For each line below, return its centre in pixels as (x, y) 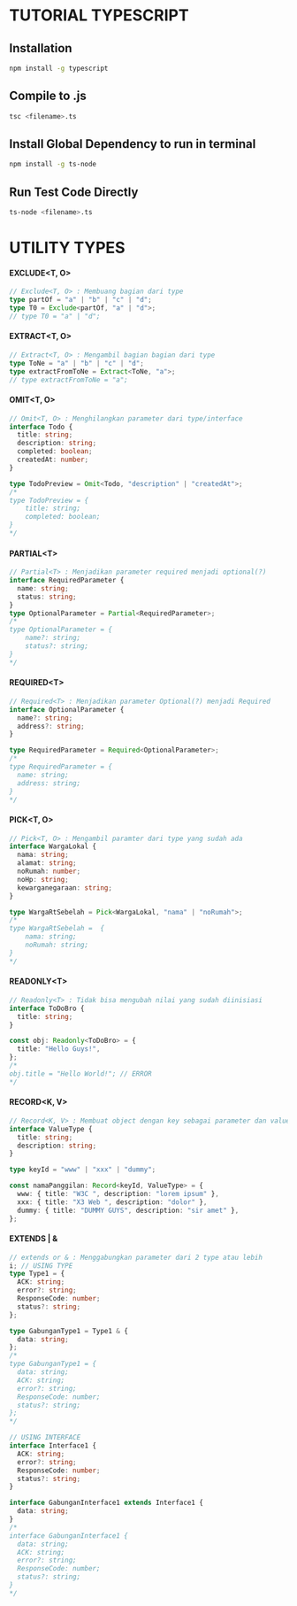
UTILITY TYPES (67, 248)
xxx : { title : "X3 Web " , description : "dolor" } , (112, 1202)
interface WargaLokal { (53, 846)
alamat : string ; (47, 863)
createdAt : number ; (53, 460)
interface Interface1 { (53, 1446)
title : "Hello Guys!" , (59, 1049)
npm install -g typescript (59, 68)
